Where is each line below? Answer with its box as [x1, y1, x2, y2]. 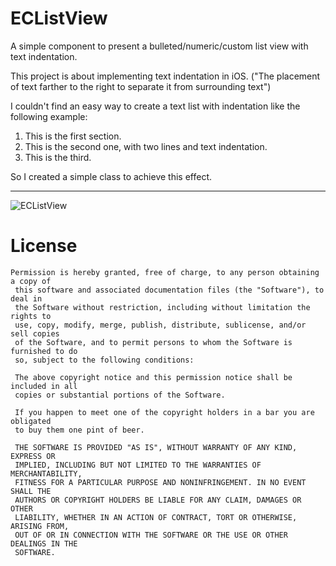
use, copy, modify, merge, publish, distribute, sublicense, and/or [14, 320, 307, 330]
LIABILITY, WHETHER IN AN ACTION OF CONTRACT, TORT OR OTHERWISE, [14, 512, 298, 522]
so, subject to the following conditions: [14, 355, 195, 365]
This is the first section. [24, 130, 122, 142]
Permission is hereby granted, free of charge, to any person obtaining [10, 267, 320, 277]
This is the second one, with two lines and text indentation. [24, 140, 268, 152]
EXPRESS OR [10, 451, 56, 461]
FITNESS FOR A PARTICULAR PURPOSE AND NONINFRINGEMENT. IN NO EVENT [14, 477, 307, 487]
